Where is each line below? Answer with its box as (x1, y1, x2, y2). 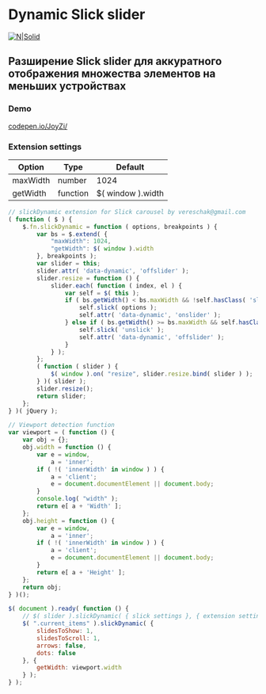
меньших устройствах (8, 79, 127, 93)
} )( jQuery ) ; (8, 406, 59, 415)
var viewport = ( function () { (8, 429, 115, 437)
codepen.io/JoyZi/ (8, 121, 68, 131)
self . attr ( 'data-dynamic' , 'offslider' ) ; (78, 333, 225, 341)
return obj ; (22, 583, 62, 591)
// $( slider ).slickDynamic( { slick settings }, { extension (22, 612, 236, 620)
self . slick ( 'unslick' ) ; (78, 326, 165, 334)
